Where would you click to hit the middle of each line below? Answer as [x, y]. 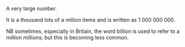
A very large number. [31, 9]
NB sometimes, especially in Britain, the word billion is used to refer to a [93, 31]
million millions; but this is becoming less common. [68, 37]
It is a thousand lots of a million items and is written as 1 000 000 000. [91, 20]
